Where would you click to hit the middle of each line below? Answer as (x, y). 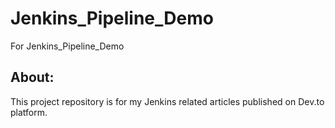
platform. (29, 112)
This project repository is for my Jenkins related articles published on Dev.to (167, 101)
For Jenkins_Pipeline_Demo (67, 46)
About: (32, 77)
